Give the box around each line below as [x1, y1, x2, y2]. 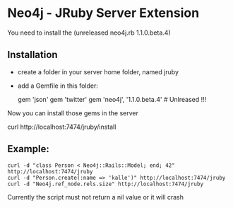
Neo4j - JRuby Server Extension [7, 5, 200, 21]
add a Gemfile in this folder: [17, 81, 99, 90]
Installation [7, 49, 58, 61]
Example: [7, 143, 49, 155]
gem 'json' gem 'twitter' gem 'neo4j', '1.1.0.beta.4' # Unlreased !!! [17, 95, 207, 103]
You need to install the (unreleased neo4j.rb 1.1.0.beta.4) [7, 28, 171, 37]
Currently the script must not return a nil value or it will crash [7, 192, 184, 201]
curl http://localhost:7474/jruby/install [7, 122, 116, 131]
